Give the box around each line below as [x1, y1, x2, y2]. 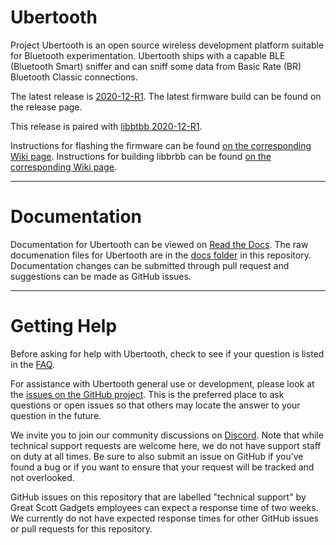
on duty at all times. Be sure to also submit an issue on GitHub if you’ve [10, 450, 304, 462]
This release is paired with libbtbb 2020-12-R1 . [10, 120, 203, 132]
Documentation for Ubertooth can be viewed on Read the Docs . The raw [10, 238, 309, 250]
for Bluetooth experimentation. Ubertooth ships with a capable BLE [10, 49, 286, 61]
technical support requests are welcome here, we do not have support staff [10, 439, 322, 451]
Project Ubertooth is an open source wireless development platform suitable [10, 39, 325, 51]
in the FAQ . [10, 358, 55, 370]
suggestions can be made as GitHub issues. [10, 270, 192, 282]
